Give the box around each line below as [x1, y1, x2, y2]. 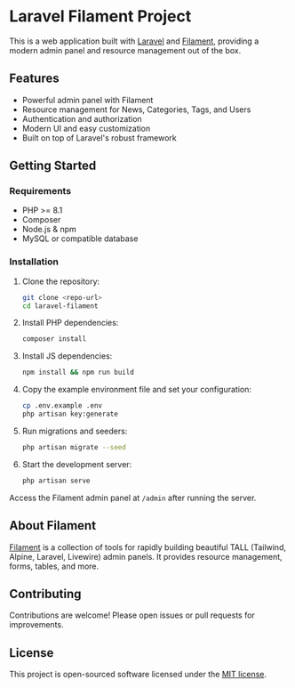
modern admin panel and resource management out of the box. [9, 45, 242, 55]
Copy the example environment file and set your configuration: [21, 384, 251, 395]
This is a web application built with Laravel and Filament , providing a [9, 36, 259, 46]
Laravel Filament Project [9, 6, 192, 27]
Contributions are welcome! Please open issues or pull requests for [9, 610, 255, 620]
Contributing [9, 586, 82, 602]
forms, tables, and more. [9, 561, 100, 571]
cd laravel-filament [21, 301, 99, 311]
